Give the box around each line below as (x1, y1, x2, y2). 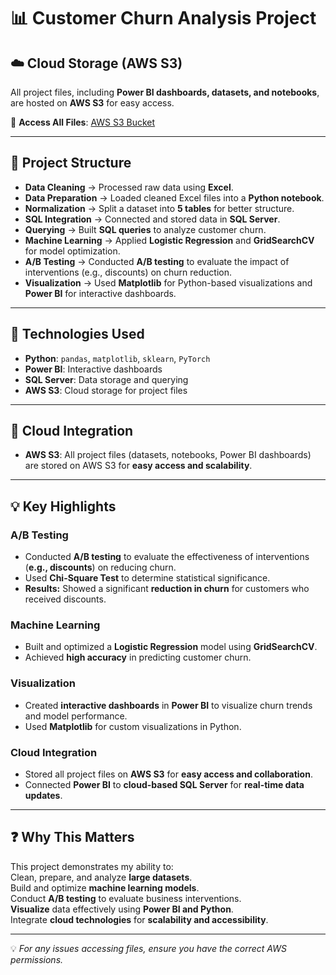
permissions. (10, 953, 64, 965)
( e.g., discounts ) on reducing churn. (24, 561, 177, 574)
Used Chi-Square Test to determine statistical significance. (24, 572, 271, 584)
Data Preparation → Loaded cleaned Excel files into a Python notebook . (24, 191, 325, 204)
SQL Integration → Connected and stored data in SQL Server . (24, 213, 281, 225)
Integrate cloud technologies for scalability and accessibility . (10, 913, 269, 925)
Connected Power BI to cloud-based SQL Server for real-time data (24, 779, 305, 791)
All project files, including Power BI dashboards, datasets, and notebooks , (10, 86, 320, 98)
